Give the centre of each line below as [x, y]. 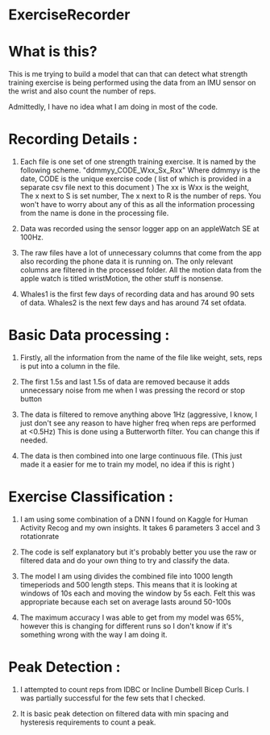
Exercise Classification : [91, 497]
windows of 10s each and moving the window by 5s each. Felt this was [137, 593]
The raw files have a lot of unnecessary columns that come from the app [141, 253]
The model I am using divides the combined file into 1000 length [127, 576]
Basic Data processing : [89, 335]
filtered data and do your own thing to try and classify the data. [125, 560]
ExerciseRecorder [69, 15]
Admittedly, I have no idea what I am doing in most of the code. [113, 107]
